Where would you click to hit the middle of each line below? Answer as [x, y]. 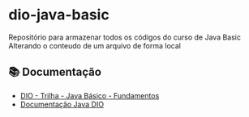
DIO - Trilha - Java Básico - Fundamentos [90, 95]
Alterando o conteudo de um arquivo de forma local [94, 45]
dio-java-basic [59, 15]
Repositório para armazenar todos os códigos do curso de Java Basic [125, 37]
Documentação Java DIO [62, 104]
